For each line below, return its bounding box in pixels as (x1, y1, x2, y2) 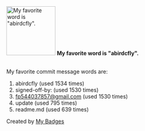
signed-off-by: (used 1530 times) (15, 86, 99, 94)
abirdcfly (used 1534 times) (15, 80, 84, 87)
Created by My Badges (6, 118, 64, 125)
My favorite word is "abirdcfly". (56, 50, 139, 57)
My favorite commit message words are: (6, 68, 108, 75)
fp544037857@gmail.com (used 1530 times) (15, 93, 128, 100)
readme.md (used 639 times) (15, 106, 89, 113)
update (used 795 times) (15, 99, 78, 107)
